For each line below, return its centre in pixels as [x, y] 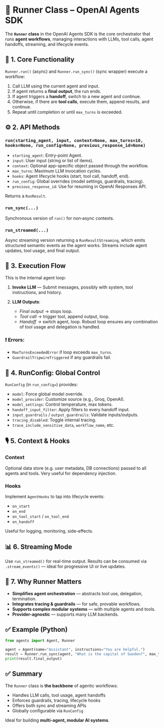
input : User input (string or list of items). [53, 161]
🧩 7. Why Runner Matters [43, 582]
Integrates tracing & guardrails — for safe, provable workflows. [76, 604]
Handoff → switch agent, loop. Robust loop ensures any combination [89, 321]
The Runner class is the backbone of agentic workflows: [61, 686]
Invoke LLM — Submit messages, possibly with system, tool [72, 287]
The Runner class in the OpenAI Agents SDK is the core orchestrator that [78, 34]
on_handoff [23, 522]
